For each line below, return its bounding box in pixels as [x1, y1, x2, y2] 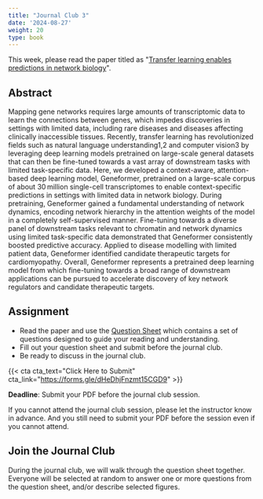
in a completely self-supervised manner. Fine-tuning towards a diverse [8, 215, 237, 225]
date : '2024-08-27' [8, 19, 72, 27]
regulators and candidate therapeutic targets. [8, 282, 155, 292]
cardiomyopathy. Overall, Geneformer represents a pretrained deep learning [8, 257, 254, 267]
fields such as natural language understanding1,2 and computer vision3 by [8, 141, 250, 150]
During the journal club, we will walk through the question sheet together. [8, 465, 246, 475]
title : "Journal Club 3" [8, 11, 89, 20]
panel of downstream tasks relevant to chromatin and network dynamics [8, 224, 243, 233]
